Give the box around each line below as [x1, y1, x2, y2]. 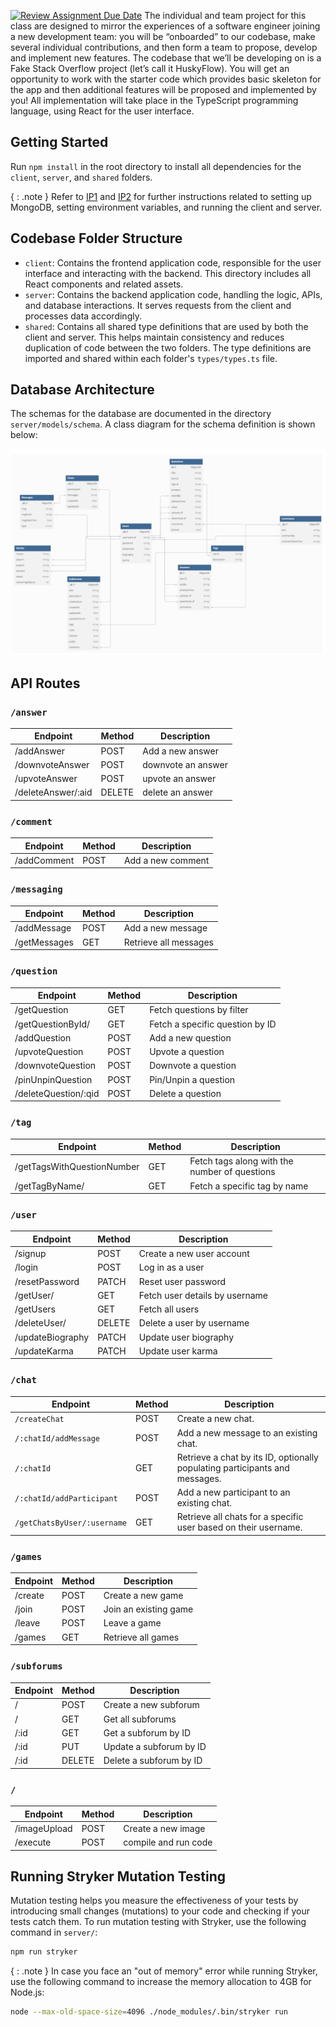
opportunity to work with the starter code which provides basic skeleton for [10, 73, 322, 85]
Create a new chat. [176, 1413, 255, 1425]
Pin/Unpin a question [149, 1073, 236, 1085]
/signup [14, 1248, 47, 1260]
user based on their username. [176, 1521, 303, 1534]
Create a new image [123, 1822, 206, 1834]
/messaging [10, 884, 63, 895]
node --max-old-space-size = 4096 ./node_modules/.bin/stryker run [10, 2007, 288, 2017]
